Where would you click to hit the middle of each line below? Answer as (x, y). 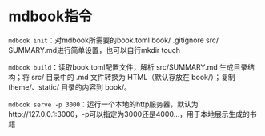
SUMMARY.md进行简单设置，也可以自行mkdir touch (94, 50)
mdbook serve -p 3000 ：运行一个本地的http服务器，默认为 (103, 104)
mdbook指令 (50, 16)
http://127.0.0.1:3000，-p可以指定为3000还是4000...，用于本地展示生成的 (129, 114)
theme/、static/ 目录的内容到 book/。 (70, 87)
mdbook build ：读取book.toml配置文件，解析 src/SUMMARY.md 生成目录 (128, 67)
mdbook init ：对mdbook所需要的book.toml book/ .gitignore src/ (114, 40)
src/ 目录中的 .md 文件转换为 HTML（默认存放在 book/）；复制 (133, 77)
